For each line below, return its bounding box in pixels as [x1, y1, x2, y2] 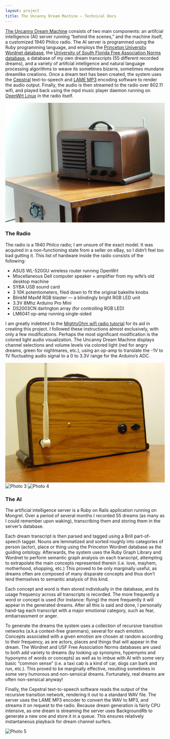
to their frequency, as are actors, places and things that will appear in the [5, 639, 158, 645]
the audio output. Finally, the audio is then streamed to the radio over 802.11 [5, 81, 163, 88]
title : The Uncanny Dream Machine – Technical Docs [5, 13, 116, 19]
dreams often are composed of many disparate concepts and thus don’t [5, 571, 155, 577]
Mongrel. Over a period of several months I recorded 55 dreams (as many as [5, 513, 165, 519]
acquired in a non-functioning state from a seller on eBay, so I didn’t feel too [5, 247, 164, 253]
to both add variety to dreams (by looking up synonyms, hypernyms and [5, 649, 156, 655]
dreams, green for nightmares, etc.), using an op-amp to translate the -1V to [5, 347, 163, 353]
